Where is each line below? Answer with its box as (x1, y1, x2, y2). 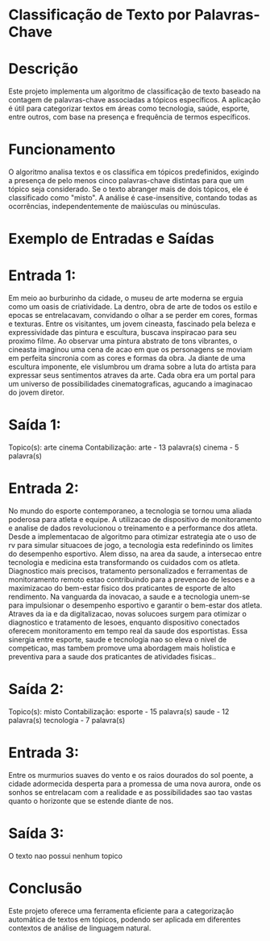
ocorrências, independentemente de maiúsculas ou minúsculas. (8, 202, 221, 211)
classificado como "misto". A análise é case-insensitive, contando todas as (8, 193, 258, 203)
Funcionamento (8, 140, 116, 159)
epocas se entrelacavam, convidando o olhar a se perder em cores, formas (8, 311, 258, 320)
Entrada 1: (8, 266, 77, 285)
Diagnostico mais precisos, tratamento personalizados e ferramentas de (8, 567, 248, 576)
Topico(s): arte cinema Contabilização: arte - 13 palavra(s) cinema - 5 (8, 442, 239, 453)
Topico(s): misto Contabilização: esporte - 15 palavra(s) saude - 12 (8, 707, 230, 716)
